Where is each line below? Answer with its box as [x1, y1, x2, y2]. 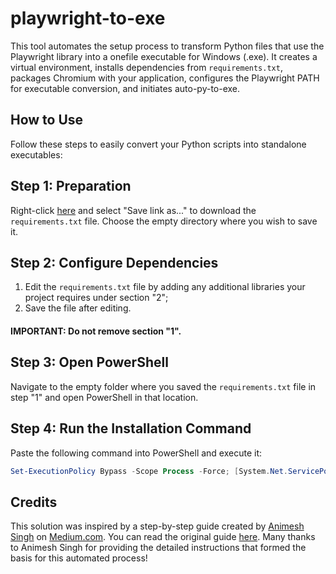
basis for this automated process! [10, 552, 148, 564]
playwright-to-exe [10, 7, 166, 30]
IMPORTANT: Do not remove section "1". [10, 325, 182, 337]
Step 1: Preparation [10, 178, 132, 195]
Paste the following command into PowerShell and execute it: [10, 447, 263, 459]
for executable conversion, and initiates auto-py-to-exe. [10, 82, 241, 94]
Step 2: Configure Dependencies [10, 254, 219, 271]
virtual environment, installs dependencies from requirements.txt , [10, 61, 283, 73]
